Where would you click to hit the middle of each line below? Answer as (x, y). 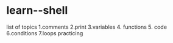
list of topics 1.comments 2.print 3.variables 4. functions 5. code (87, 27)
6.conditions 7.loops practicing (45, 33)
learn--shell (37, 10)
